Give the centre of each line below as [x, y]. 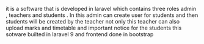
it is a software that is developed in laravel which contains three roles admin [101, 9]
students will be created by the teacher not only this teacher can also [93, 21]
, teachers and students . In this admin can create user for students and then [102, 15]
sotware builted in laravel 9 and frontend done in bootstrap [80, 34]
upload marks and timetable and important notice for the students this [94, 28]
